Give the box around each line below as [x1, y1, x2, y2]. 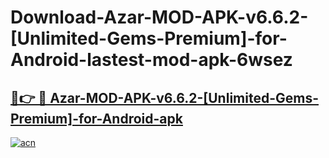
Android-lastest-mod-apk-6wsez [10, 49, 293, 71]
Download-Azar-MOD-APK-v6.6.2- [10, 6, 309, 29]
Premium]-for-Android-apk [10, 110, 183, 127]
